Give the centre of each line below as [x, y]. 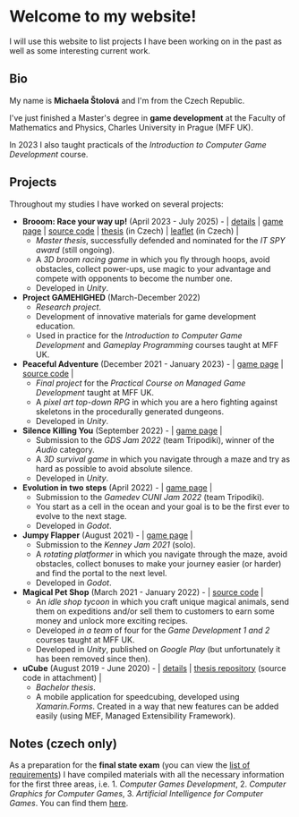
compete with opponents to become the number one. [134, 278]
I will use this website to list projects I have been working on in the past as [145, 41]
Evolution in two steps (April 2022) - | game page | [117, 487]
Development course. [49, 154]
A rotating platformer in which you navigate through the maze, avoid [162, 554]
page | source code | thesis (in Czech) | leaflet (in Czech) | [130, 231]
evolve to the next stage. [81, 515]
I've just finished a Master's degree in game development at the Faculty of [148, 117]
